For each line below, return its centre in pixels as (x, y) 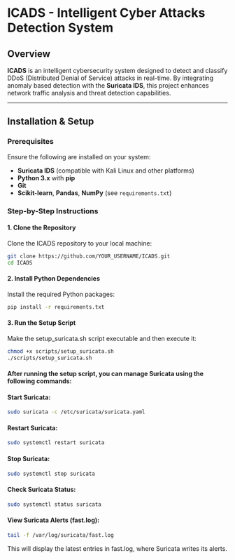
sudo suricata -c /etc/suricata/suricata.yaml (76, 412)
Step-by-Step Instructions (53, 211)
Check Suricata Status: (42, 490)
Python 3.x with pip (46, 178)
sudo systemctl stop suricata (51, 474)
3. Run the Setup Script (42, 323)
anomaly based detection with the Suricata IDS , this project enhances (108, 85)
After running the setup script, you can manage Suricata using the (106, 374)
